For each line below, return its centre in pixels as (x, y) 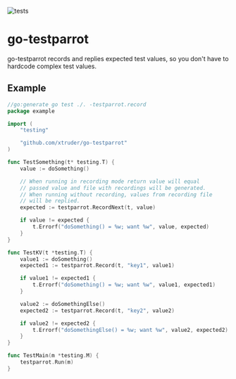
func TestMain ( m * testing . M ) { (53, 356)
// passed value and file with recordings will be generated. (113, 188)
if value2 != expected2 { (58, 323)
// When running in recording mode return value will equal (110, 181)
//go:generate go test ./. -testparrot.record (77, 104)
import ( (20, 124)
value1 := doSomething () (56, 259)
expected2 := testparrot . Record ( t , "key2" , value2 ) (97, 310)
